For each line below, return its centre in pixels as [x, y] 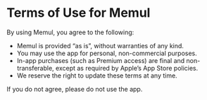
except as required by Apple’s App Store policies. [127, 68]
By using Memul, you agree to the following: [70, 32]
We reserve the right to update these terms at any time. [97, 76]
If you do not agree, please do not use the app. [75, 89]
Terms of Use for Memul [79, 13]
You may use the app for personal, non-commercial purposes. [107, 53]
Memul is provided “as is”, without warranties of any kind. [100, 45]
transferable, [35, 68]
